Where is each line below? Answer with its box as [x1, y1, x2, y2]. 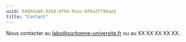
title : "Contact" [6, 14, 49, 20]
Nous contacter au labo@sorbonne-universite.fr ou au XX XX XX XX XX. [6, 29, 180, 36]
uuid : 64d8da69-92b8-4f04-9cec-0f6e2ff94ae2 [6, 8, 116, 14]
